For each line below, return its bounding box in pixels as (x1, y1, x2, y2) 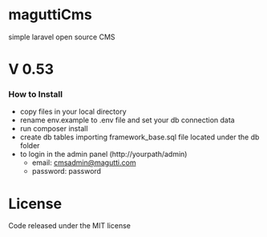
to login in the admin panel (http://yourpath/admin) (19, 150, 188, 159)
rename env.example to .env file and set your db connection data (19, 115, 235, 125)
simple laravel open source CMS (8, 32, 115, 42)
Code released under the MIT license (8, 221, 131, 231)
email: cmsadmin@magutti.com (31, 158, 136, 167)
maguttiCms (8, 6, 92, 24)
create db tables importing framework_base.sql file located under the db (19, 132, 260, 142)
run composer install (19, 124, 88, 134)
